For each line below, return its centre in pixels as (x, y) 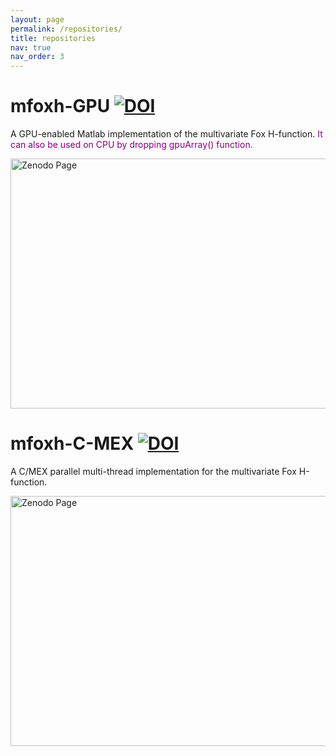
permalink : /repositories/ (66, 29)
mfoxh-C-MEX (72, 443)
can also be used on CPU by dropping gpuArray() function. (131, 145)
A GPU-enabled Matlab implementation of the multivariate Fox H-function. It (166, 134)
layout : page (37, 19)
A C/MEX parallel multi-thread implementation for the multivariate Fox (153, 471)
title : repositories (53, 38)
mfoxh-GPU (60, 106)
